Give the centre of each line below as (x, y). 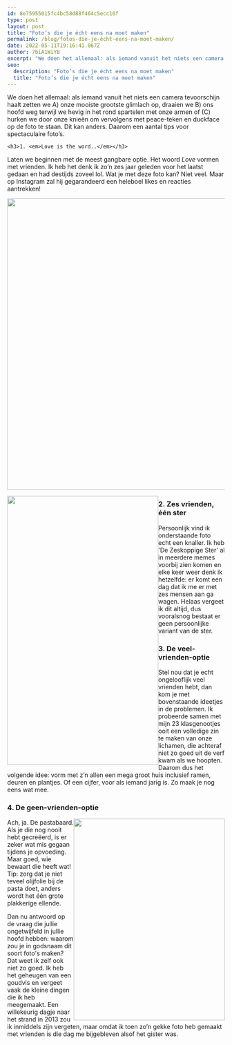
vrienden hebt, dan (185, 687)
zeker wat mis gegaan (39, 845)
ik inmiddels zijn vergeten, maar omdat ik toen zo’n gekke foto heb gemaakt (115, 1027)
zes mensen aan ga (186, 594)
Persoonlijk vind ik (184, 528)
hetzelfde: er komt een (191, 579)
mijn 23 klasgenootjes (190, 723)
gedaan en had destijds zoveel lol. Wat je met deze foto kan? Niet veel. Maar (116, 174)
